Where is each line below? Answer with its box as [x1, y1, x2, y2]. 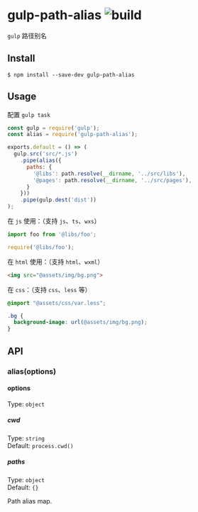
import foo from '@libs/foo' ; [7, 231, 97, 238]
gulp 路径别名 [7, 31, 48, 40]
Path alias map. [7, 496, 53, 505]
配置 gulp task [7, 110, 51, 118]
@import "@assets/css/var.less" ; [7, 299, 106, 306]
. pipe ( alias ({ [20, 157, 62, 165]
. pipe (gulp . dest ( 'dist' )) [20, 196, 97, 204]
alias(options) [7, 366, 57, 376]
